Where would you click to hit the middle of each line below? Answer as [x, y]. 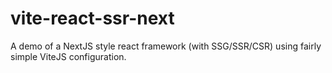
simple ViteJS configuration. [68, 56]
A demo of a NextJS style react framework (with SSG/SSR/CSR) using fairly [166, 46]
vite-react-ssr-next [92, 18]
